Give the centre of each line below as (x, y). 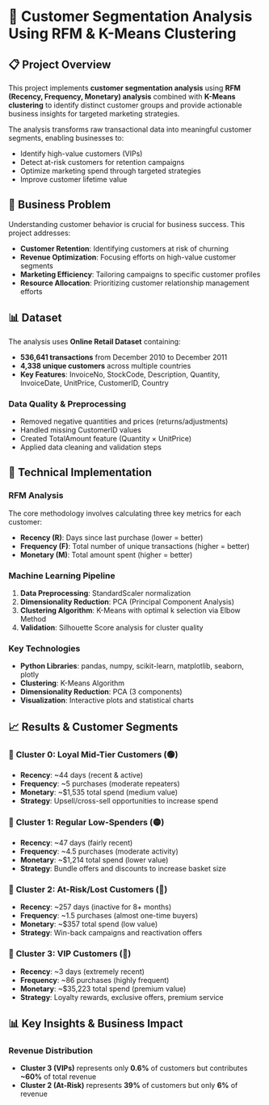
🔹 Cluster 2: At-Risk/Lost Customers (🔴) (88, 890)
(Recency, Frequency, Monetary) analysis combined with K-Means (122, 97)
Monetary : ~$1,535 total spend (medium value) (99, 792)
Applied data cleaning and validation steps (90, 447)
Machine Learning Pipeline (62, 576)
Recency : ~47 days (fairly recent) (76, 843)
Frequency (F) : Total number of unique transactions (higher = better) (135, 546)
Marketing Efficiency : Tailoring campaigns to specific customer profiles (140, 274)
